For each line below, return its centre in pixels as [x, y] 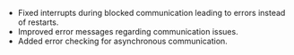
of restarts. [38, 22]
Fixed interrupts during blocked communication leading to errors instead [151, 13]
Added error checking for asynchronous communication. [123, 41]
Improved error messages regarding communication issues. [128, 31]
